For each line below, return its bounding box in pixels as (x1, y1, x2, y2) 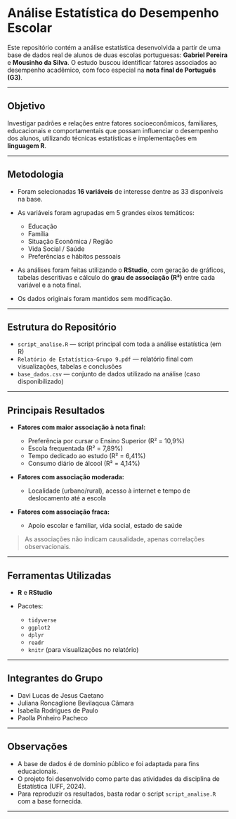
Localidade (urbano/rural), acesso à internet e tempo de (27, 486, 191, 495)
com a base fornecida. (17, 796, 83, 805)
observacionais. (24, 543, 72, 551)
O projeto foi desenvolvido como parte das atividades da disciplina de (17, 774, 220, 783)
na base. (17, 195, 44, 203)
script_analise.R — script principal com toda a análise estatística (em (17, 340, 221, 348)
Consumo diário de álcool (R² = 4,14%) (27, 460, 140, 468)
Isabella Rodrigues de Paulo (17, 706, 98, 715)
